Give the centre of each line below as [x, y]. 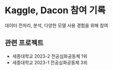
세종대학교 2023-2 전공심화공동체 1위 [50, 56]
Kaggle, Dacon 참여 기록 [55, 10]
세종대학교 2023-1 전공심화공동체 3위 [50, 62]
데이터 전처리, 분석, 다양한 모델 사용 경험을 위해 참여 [56, 25]
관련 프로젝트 [24, 43]
